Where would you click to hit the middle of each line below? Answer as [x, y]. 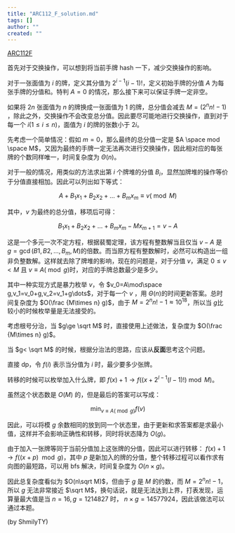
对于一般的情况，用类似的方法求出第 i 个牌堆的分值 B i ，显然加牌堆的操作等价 [118, 173]
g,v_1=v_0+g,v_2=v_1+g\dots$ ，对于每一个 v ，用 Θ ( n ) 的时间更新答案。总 [112, 293]
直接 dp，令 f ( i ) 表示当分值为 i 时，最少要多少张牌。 [82, 365]
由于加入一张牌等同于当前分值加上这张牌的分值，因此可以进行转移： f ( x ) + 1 [116, 448]
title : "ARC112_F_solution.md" [53, 14]
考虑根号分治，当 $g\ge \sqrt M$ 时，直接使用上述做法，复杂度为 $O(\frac [115, 326]
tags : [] [20, 20]
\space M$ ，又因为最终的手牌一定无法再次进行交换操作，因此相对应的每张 [115, 148]
